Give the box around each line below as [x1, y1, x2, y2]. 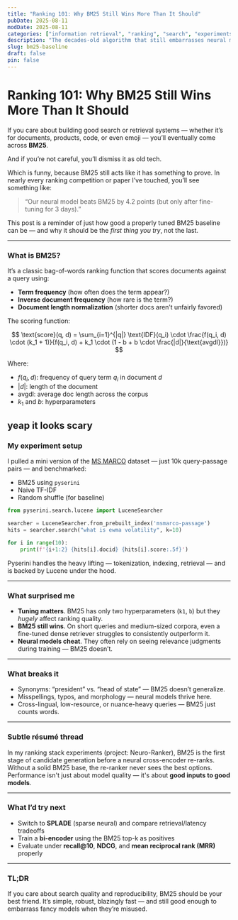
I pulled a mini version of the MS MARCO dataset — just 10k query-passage [7, 457, 228, 466]
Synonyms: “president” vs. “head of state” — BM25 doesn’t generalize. [17, 685, 225, 694]
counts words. [17, 708, 60, 716]
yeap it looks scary [7, 420, 93, 432]
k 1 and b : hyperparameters [17, 397, 96, 407]
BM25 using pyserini [17, 478, 80, 487]
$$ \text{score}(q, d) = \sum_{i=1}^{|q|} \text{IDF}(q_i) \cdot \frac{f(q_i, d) [11, 330, 227, 339]
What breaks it [7, 669, 59, 679]
